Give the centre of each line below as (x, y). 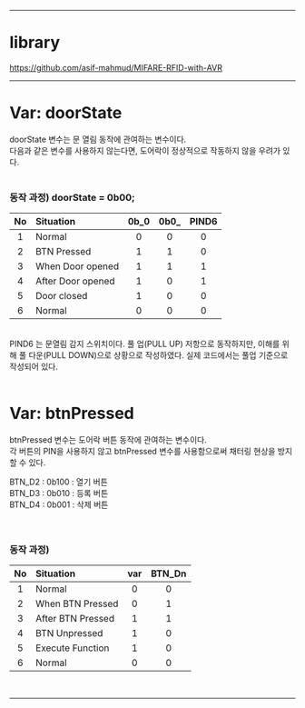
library (35, 43)
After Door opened (75, 281)
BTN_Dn (169, 573)
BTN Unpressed (69, 633)
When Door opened (78, 266)
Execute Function (73, 648)
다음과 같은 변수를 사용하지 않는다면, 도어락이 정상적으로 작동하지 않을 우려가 (145, 150)
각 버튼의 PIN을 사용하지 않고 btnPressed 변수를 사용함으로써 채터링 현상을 (143, 452)
